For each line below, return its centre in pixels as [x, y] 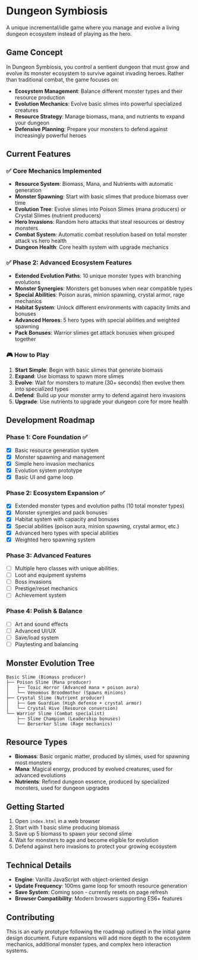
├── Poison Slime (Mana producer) [49, 682]
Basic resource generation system [57, 450]
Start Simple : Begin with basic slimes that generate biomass [89, 370]
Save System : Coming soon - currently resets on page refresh [91, 892]
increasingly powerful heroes [51, 135]
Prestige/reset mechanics [46, 588]
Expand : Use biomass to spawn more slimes [69, 376]
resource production [40, 97]
